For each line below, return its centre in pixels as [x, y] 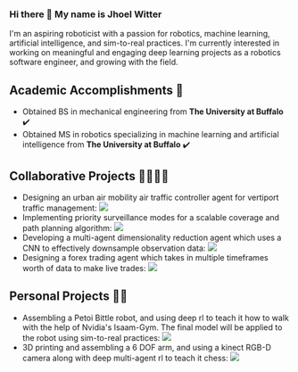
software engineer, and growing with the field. [94, 62]
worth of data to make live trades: [84, 268]
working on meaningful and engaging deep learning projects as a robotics [145, 53]
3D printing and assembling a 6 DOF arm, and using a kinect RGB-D [147, 347]
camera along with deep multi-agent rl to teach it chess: [125, 358]
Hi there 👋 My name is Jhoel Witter [86, 14]
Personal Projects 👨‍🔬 [68, 297]
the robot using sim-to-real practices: [91, 337]
